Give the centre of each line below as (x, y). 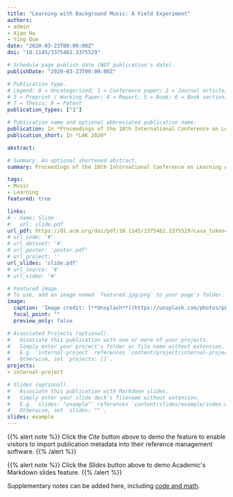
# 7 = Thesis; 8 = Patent (44, 104)
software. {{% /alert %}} (42, 451)
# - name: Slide (31, 218)
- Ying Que (23, 40)
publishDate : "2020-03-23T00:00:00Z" (62, 71)
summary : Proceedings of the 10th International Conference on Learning (114, 167)
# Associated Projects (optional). (59, 333)
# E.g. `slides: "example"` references (68, 404)
